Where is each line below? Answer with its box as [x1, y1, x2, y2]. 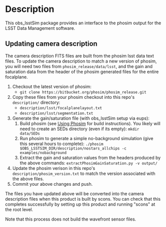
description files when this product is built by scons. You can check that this [5, 196, 161, 202]
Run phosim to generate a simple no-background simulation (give [19, 135, 154, 141]
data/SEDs [19, 131, 41, 136]
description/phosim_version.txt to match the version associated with [12, 170, 156, 176]
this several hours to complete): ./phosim [19, 141, 104, 147]
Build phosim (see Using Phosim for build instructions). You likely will [19, 120, 161, 126]
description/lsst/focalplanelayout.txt [19, 105, 103, 110]
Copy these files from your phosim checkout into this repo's [12, 94, 135, 100]
